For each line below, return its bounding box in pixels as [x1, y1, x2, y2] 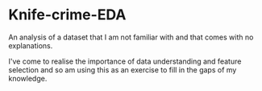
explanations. [8, 40, 53, 50]
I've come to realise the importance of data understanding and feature [8, 56, 242, 66]
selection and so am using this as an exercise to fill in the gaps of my [8, 64, 237, 74]
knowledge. [8, 73, 48, 83]
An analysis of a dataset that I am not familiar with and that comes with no [8, 32, 254, 42]
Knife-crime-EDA [8, 6, 127, 24]
